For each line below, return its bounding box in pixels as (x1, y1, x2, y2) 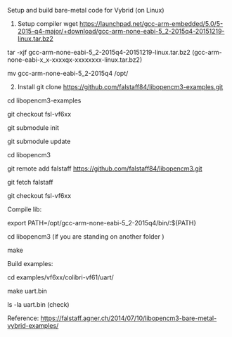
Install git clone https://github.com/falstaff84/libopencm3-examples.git (17, 83, 224, 91)
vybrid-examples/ (7, 322, 59, 329)
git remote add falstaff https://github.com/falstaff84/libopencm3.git (7, 164, 202, 173)
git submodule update (7, 137, 71, 145)
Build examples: (7, 260, 53, 267)
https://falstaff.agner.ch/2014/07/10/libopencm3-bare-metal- (40, 314, 217, 322)
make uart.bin (7, 287, 48, 295)
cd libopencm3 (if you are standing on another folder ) (7, 232, 165, 241)
